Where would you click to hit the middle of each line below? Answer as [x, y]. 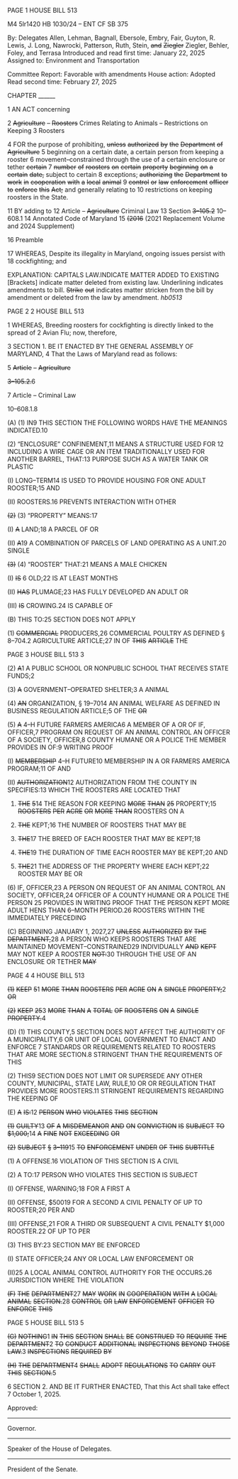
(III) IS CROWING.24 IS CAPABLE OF [60, 606]
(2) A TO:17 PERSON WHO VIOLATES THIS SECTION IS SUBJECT [103, 1175]
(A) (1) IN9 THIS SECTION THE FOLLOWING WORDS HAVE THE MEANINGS [118, 423]
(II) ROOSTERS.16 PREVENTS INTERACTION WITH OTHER [92, 502]
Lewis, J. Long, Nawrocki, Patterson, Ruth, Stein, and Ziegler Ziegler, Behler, [118, 45]
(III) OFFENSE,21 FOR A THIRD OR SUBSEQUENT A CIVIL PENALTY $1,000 [116, 1224]
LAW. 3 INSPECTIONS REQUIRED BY [59, 1351]
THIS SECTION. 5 [32, 1373]
